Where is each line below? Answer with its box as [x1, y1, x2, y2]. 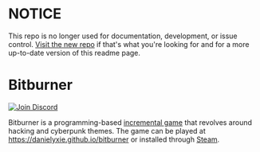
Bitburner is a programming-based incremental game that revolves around [8, 117, 253, 127]
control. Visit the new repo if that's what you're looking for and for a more [8, 39, 250, 49]
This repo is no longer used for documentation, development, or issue [8, 31, 238, 41]
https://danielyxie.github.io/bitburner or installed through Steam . [8, 134, 220, 144]
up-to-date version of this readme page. [8, 48, 141, 57]
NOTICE [8, 5, 62, 23]
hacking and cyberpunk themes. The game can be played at [8, 126, 206, 135]
